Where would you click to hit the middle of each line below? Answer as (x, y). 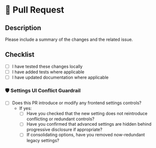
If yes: (25, 108)
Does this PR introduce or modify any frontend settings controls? (77, 103)
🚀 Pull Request (35, 10)
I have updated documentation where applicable (60, 77)
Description (23, 28)
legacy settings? (43, 140)
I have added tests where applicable (48, 72)
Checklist (20, 55)
